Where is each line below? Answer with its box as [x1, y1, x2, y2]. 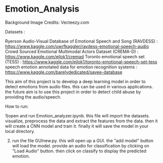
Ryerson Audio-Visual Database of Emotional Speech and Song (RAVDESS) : [5, 38, 158, 44]
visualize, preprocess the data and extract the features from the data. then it [5, 118, 158, 124]
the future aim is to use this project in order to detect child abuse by [5, 89, 141, 95]
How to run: [5, 103, 29, 109]
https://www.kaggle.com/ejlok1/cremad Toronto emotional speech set [5, 53, 145, 59]
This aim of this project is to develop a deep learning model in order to [5, 79, 146, 84]
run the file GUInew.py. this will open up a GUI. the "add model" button [12, 137, 154, 144]
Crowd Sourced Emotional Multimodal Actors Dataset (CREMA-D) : [5, 49, 139, 54]
